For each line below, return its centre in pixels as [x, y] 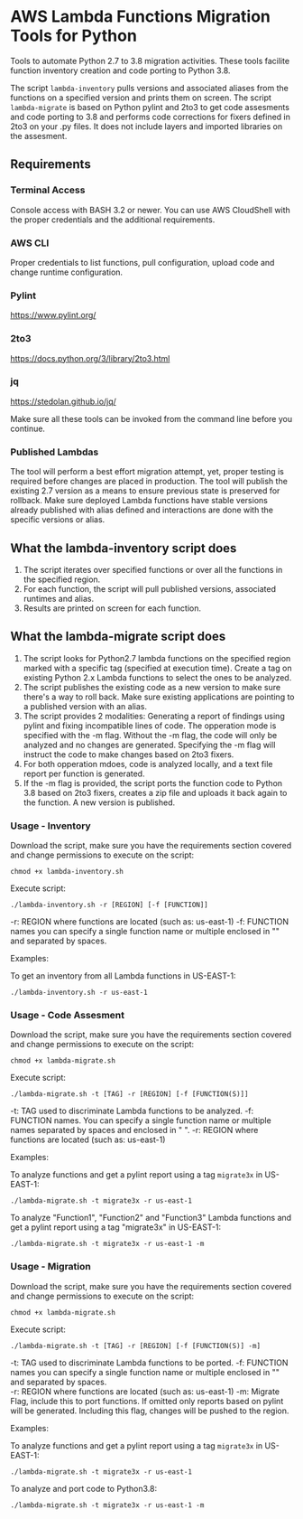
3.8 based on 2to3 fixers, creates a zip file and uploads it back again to [155, 792]
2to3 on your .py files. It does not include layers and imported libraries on [147, 126]
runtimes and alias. [58, 598]
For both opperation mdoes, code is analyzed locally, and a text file [148, 764]
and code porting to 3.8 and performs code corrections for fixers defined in [151, 117]
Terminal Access [48, 190]
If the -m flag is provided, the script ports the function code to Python [153, 783]
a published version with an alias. [85, 706]
